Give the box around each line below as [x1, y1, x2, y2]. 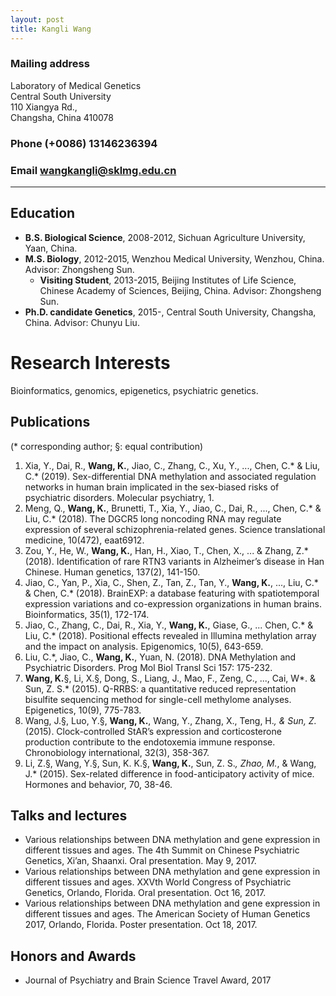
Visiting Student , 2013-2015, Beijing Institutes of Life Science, [39, 274, 297, 286]
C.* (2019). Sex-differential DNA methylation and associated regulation [24, 470, 317, 482]
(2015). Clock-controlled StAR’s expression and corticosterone [24, 725, 282, 737]
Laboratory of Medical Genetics [10, 79, 142, 91]
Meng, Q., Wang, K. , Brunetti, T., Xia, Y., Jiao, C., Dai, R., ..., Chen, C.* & [24, 502, 322, 514]
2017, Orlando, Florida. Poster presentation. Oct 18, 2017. [24, 919, 258, 931]
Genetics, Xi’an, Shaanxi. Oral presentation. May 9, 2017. [24, 855, 257, 867]
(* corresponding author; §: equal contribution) [10, 440, 204, 452]
